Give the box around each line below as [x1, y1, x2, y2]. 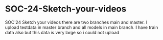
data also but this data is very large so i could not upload [5, 29, 119, 35]
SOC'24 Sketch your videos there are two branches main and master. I [5, 19, 147, 25]
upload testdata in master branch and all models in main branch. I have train [5, 24, 158, 30]
